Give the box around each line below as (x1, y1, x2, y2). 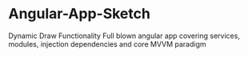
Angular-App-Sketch (8, 5, 150, 23)
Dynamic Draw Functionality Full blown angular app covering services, (8, 31, 240, 40)
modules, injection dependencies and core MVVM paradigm (8, 39, 206, 48)
